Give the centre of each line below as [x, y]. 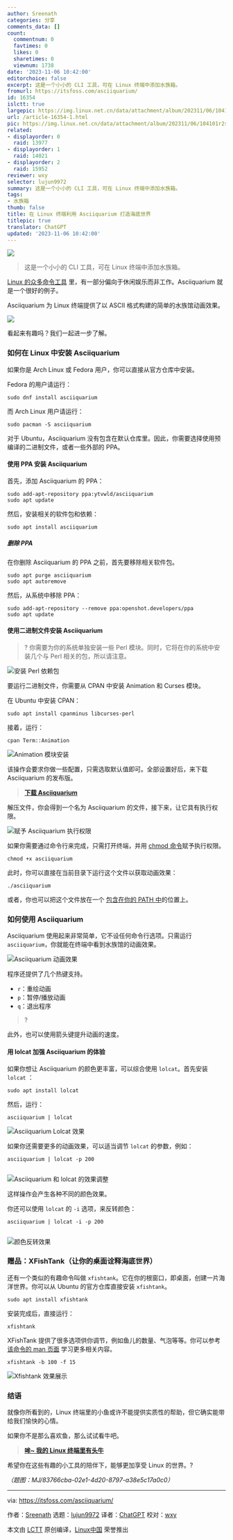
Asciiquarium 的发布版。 [42, 778]
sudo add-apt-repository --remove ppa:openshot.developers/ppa [101, 608]
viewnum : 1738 [34, 65]
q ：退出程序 [34, 1006]
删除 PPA [20, 543]
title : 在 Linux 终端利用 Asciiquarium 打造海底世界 [79, 214]
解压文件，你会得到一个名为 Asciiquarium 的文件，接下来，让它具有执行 [110, 808]
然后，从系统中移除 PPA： [44, 595]
